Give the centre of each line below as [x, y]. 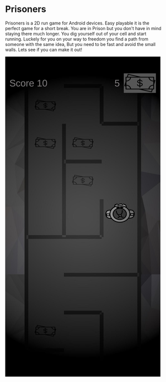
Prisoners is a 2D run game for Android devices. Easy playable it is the [77, 23]
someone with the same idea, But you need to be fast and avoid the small [81, 44]
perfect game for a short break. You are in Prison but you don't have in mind [83, 28]
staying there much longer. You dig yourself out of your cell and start [76, 33]
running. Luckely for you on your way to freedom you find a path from [77, 39]
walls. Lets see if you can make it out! [44, 49]
